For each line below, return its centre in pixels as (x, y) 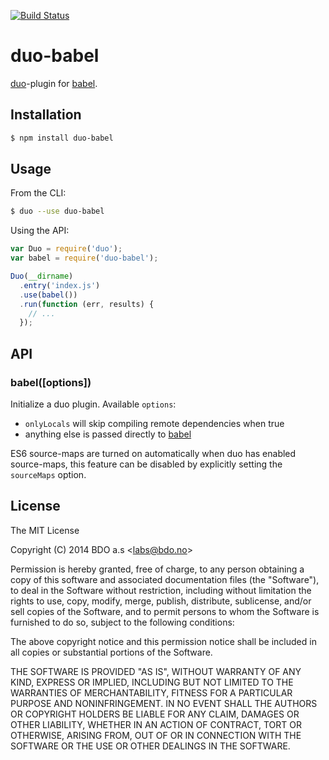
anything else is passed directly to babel (108, 434)
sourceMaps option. (48, 474)
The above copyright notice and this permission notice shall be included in (163, 641)
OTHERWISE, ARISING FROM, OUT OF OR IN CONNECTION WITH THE (156, 735)
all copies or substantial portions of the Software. (111, 652)
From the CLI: (38, 193)
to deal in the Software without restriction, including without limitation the (161, 590)
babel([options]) (51, 382)
